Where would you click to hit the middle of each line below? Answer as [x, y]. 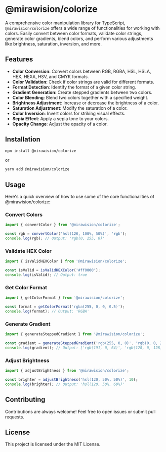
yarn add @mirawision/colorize [37, 169]
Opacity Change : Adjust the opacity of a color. [60, 124]
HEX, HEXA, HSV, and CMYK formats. [50, 76]
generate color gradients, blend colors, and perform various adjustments [79, 39]
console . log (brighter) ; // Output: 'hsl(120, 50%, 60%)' [65, 384]
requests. [15, 417]
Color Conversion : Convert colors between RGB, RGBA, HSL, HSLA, [82, 71]
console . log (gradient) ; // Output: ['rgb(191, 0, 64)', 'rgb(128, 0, [78, 348]
